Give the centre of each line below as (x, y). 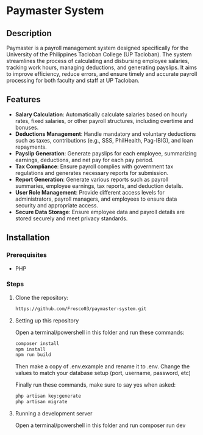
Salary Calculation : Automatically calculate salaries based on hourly (101, 114)
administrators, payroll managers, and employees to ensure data (96, 199)
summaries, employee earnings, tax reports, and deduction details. (99, 186)
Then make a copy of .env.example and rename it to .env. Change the (102, 366)
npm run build (33, 355)
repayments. (31, 147)
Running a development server (54, 414)
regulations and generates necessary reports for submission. (92, 173)
